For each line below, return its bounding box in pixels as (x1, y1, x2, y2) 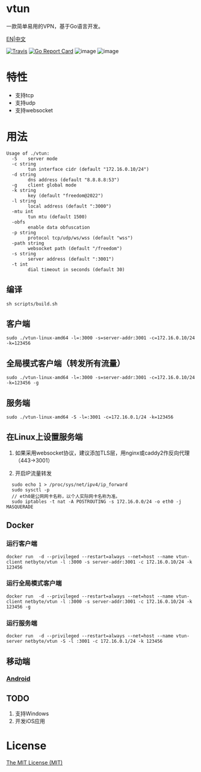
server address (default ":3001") (28, 256, 114, 262)
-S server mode (11, 156, 58, 162)
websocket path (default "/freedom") (28, 245, 122, 252)
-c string (11, 161, 36, 167)
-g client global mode (11, 182, 77, 188)
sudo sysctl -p (11, 486, 50, 493)
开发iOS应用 (14, 718, 45, 725)
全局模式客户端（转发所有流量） (6, 358, 125, 368)
